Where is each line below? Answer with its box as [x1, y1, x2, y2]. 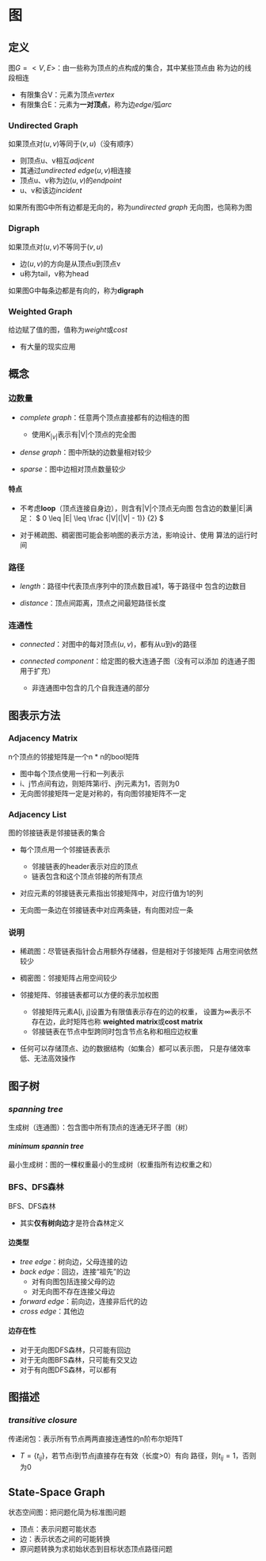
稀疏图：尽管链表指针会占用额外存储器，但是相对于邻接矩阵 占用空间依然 [19, 947, 258, 956]
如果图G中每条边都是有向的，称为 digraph [8, 286, 144, 295]
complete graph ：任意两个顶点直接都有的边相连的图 [19, 413, 190, 422]
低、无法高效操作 [19, 1054, 76, 1063]
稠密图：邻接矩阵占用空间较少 [19, 973, 117, 983]
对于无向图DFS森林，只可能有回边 [19, 1345, 131, 1355]
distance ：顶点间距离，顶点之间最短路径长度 [19, 598, 166, 607]
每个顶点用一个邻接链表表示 [19, 845, 111, 855]
